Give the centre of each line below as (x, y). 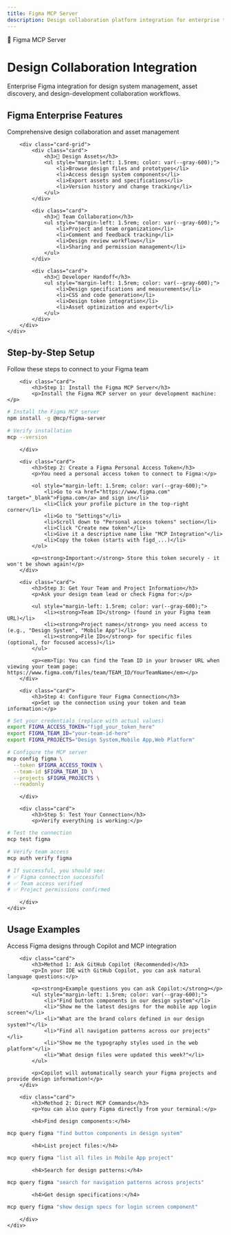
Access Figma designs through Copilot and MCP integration (92, 946)
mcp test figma (29, 840)
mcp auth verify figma (40, 858)
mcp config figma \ (35, 758)
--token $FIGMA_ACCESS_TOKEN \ (58, 765)
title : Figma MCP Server (43, 13)
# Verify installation (40, 430)
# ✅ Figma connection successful (56, 877)
